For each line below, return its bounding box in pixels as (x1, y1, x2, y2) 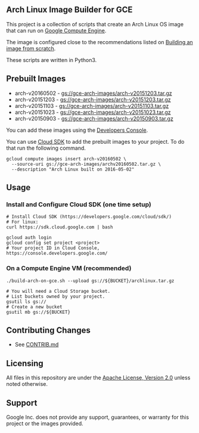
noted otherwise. (6, 381, 48, 388)
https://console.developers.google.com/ (6, 250, 108, 256)
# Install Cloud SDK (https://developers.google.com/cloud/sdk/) (6, 214, 172, 220)
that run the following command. (6, 144, 86, 151)
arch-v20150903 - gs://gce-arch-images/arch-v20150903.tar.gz (14, 115, 174, 122)
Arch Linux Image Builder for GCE (6, 5, 133, 15)
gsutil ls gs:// (6, 298, 46, 305)
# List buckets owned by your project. (6, 293, 105, 299)
